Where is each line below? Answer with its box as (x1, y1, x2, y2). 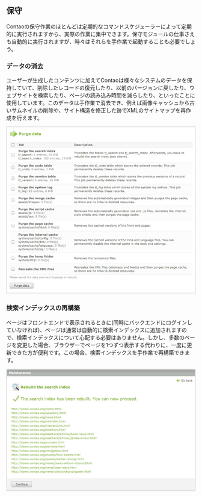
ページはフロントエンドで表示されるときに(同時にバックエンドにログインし (6, 318, 192, 326)
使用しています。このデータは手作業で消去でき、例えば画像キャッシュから (6, 99, 190, 106)
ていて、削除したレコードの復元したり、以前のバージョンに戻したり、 (16, 84, 190, 91)
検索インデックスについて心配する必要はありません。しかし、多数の (16, 333, 185, 341)
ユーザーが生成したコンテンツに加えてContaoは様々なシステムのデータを (6, 77, 188, 84)
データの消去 (6, 62, 44, 70)
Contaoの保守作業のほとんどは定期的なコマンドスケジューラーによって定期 (6, 23, 192, 30)
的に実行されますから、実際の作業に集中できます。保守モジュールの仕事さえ (6, 30, 195, 37)
